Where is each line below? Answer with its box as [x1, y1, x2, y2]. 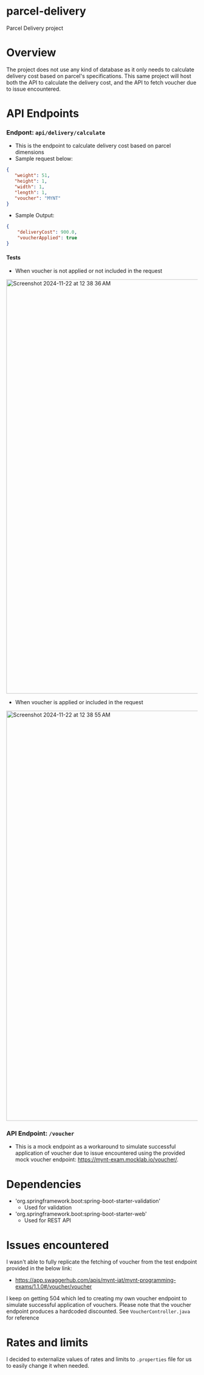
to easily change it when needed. [6, 1362, 90, 1370]
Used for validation [24, 1204, 72, 1211]
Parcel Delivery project [6, 24, 64, 32]
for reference [6, 1314, 39, 1321]
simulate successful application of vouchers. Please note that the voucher [6, 1301, 192, 1309]
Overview [6, 46, 56, 60]
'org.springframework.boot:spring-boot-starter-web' [15, 1210, 147, 1218]
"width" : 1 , [14, 184, 45, 190]
